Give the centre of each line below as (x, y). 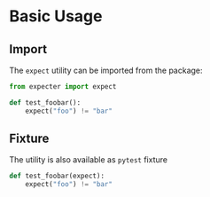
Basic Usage (56, 16)
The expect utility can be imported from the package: (106, 70)
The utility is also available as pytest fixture (89, 160)
